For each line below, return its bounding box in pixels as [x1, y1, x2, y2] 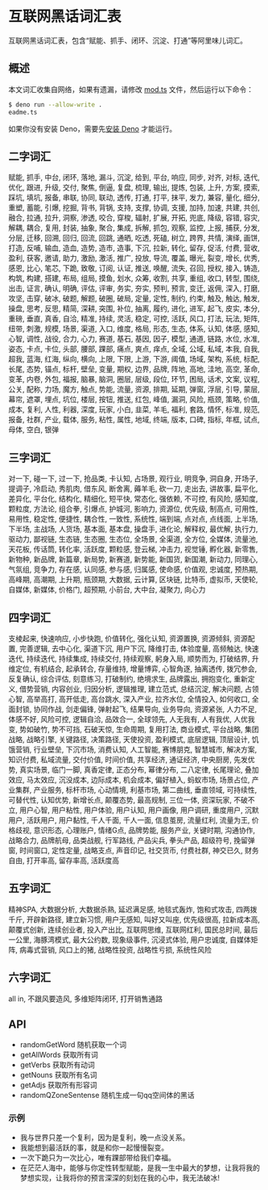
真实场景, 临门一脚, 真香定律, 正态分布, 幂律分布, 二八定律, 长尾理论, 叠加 [19, 765, 259, 774]
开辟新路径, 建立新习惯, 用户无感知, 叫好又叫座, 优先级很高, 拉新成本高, [26, 914, 260, 924]
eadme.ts [8, 108, 38, 116]
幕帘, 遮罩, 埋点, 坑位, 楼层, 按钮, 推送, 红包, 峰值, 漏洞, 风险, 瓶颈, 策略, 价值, [8, 395, 260, 404]
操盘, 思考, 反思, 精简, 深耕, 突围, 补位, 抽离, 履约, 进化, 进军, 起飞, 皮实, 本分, [8, 304, 260, 313]
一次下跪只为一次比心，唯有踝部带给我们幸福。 [19, 1152, 175, 1163]
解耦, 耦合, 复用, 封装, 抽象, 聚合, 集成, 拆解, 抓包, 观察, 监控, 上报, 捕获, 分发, [8, 223, 260, 233]
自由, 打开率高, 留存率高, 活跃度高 [8, 855, 119, 865]
